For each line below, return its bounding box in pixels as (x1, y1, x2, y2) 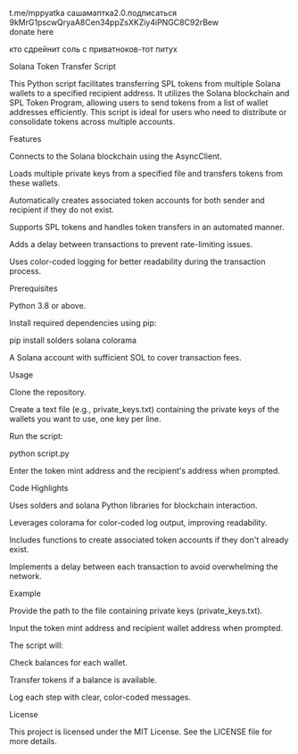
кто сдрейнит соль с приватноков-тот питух (9, 44, 178, 54)
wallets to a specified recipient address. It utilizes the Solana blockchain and (9, 88, 290, 98)
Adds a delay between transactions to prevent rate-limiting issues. (9, 239, 253, 249)
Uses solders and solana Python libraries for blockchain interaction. (9, 500, 258, 510)
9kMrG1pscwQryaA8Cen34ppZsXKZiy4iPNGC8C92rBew (9, 17, 219, 28)
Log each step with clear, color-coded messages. (9, 692, 192, 702)
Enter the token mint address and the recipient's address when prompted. (9, 466, 281, 476)
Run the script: (9, 431, 63, 441)
